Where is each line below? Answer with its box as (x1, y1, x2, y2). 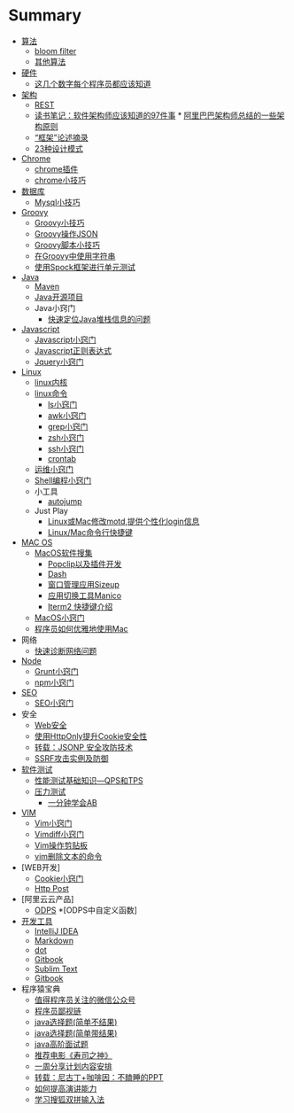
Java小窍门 (34, 302, 76, 313)
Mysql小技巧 (34, 197, 81, 207)
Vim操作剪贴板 (34, 839, 88, 851)
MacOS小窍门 (34, 612, 85, 623)
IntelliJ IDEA (34, 925, 79, 936)
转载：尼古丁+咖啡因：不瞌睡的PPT (34, 1071, 164, 1082)
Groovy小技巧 (34, 217, 85, 228)
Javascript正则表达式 (34, 345, 112, 355)
